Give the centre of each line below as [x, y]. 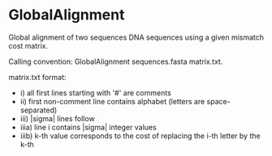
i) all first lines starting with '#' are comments [96, 93]
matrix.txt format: [37, 77]
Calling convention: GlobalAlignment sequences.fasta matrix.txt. [116, 61]
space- [219, 101]
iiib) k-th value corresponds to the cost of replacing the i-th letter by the [140, 136]
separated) [39, 110]
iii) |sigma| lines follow [57, 118]
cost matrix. [28, 45]
